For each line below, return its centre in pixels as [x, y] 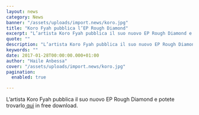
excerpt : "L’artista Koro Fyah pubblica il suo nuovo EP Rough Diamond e [99, 34]
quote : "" [18, 39]
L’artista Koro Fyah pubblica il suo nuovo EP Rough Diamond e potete [90, 99]
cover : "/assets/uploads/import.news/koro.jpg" [66, 66]
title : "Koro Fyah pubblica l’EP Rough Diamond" [67, 28]
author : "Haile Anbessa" [37, 61]
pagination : [21, 72]
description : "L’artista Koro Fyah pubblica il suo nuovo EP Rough [91, 45]
